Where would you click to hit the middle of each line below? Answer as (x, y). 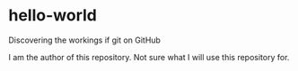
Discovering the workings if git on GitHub (84, 40)
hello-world (53, 16)
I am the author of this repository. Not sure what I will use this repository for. (149, 57)
